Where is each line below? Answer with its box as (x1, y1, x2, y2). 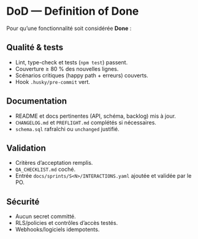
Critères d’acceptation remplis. (15, 159, 93, 167)
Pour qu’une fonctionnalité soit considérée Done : (6, 25, 132, 32)
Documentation (6, 96, 67, 107)
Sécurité (6, 196, 40, 207)
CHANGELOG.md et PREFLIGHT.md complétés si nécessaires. (15, 118, 156, 126)
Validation (6, 143, 46, 153)
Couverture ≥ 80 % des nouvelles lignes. (15, 65, 119, 72)
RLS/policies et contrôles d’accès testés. (15, 219, 118, 227)
